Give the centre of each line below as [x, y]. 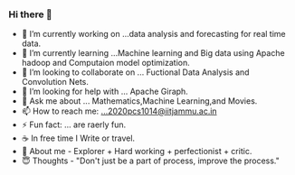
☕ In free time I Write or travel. [78, 138]
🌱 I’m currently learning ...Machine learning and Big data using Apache [153, 53]
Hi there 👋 [31, 14]
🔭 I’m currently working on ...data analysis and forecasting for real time [153, 34]
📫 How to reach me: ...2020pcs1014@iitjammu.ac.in [119, 111]
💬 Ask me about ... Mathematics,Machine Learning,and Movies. [139, 101]
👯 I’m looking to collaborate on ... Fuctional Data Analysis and [135, 72]
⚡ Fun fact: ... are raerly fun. [74, 124]
